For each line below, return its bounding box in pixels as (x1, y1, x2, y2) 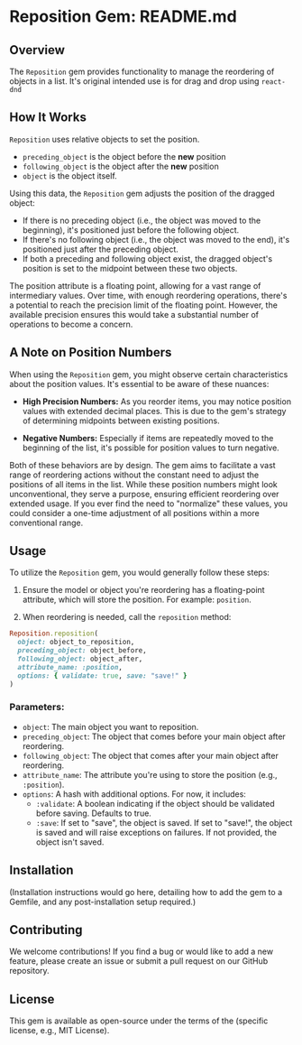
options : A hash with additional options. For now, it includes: (22, 788, 246, 800)
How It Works (9, 110, 87, 125)
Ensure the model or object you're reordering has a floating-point (22, 585, 265, 596)
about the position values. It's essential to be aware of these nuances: (9, 378, 270, 389)
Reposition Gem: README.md (9, 6, 237, 27)
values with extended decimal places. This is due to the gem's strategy (22, 405, 287, 416)
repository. (9, 966, 50, 976)
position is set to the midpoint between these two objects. (22, 263, 238, 273)
